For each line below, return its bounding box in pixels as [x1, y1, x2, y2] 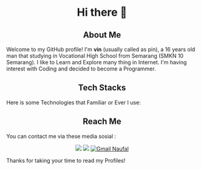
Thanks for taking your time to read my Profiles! [6, 157, 126, 164]
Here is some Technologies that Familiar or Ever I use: [6, 98, 141, 106]
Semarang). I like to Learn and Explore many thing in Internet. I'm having [6, 59, 187, 66]
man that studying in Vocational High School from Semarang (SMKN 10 [6, 52, 184, 59]
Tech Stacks [78, 83, 126, 93]
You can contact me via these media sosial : [6, 132, 117, 140]
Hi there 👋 [77, 5, 128, 19]
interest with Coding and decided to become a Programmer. [6, 65, 156, 72]
